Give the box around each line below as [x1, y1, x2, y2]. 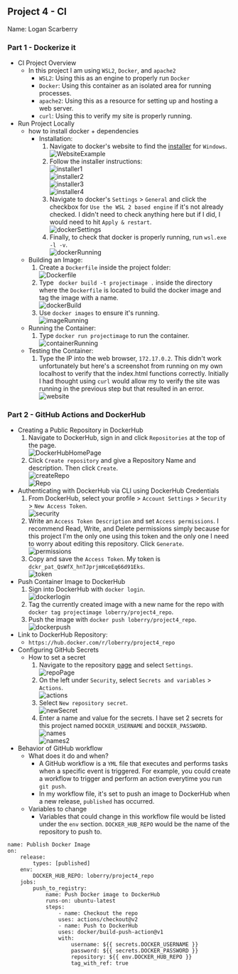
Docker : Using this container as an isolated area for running [38, 81, 212, 90]
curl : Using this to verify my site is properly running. [38, 112, 193, 121]
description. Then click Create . [28, 463, 119, 473]
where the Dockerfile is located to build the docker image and [38, 286, 222, 294]
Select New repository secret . [38, 699, 128, 707]
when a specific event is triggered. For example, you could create [38, 767, 231, 776]
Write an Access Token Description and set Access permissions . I [28, 517, 219, 526]
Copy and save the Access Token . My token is [28, 555, 161, 563]
